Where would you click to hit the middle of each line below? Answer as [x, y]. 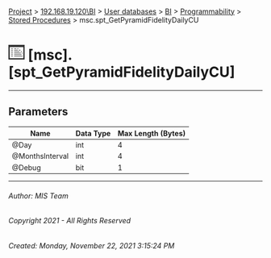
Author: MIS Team [38, 196]
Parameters [38, 112]
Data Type [93, 133]
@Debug [27, 167]
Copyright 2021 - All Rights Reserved [70, 221]
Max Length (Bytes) [152, 133]
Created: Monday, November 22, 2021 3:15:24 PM [92, 245]
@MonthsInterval [40, 156]
